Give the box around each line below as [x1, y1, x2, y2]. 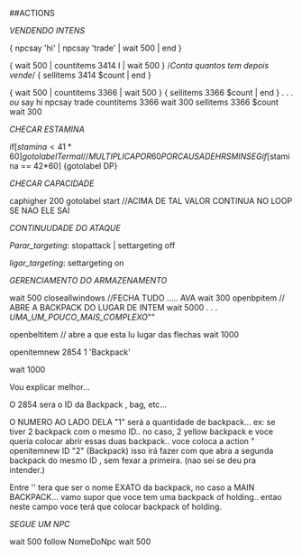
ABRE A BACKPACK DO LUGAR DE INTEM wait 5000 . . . [9, 302, 218, 312]
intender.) [9, 465, 45, 475]
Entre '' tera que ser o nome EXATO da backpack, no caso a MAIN [9, 482, 255, 493]
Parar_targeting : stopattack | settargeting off [9, 240, 176, 251]
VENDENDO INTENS [9, 25, 86, 35]
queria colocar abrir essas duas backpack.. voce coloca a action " [9, 436, 255, 446]
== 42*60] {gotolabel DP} [21, 161, 118, 171]
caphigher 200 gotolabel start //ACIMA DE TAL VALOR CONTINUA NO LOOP [9, 196, 293, 206]
